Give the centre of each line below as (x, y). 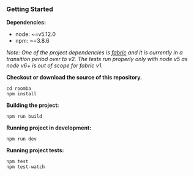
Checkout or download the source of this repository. (74, 78)
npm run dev (21, 139)
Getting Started (30, 9)
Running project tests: (35, 150)
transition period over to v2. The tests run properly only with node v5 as (97, 59)
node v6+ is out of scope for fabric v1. (54, 65)
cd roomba (19, 89)
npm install (21, 94)
